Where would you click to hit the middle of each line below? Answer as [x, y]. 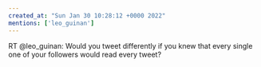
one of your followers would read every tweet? [85, 54]
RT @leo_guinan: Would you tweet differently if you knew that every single [130, 45]
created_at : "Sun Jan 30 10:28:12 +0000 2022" [87, 16]
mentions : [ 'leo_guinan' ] [51, 23]
